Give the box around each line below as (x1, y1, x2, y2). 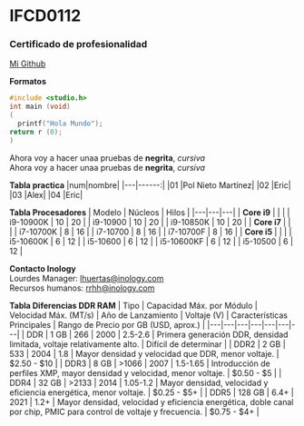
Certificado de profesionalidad (9, 38, 148, 51)
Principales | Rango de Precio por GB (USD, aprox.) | (9, 319, 206, 330)
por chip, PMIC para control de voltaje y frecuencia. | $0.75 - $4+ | (9, 406, 260, 417)
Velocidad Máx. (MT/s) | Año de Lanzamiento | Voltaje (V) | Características (9, 310, 289, 321)
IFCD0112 (9, 5, 82, 26)
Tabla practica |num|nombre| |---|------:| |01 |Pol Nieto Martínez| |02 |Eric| (9, 179, 292, 191)
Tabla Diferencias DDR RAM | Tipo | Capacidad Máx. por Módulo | (9, 300, 259, 311)
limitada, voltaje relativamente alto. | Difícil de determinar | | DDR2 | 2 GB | (9, 338, 286, 350)
